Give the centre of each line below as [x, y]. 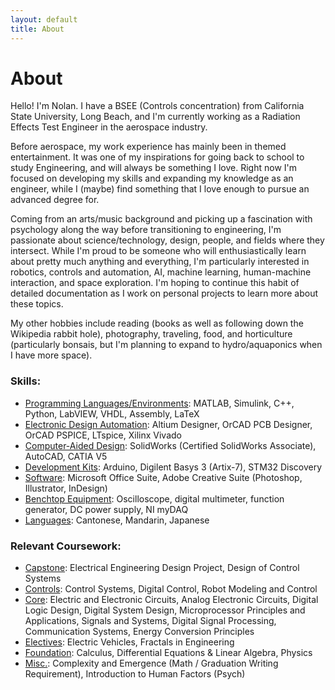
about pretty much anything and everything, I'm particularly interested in [160, 262]
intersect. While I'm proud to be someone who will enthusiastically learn [158, 251]
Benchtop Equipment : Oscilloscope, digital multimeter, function [154, 498]
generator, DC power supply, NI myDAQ [106, 509]
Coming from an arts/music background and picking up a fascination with [161, 219]
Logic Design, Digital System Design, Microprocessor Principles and [165, 610]
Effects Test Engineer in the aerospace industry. [109, 127]
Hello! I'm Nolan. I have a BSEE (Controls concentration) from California [157, 106]
